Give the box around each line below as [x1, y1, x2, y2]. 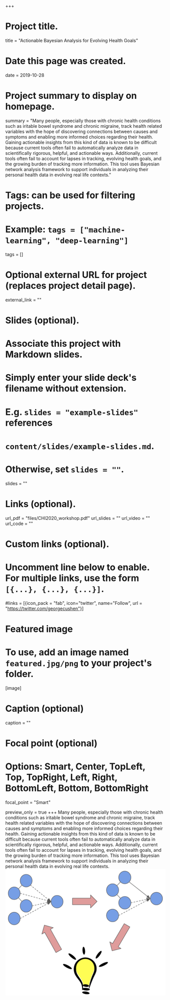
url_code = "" [5, 520, 33, 526]
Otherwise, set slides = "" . [5, 464, 124, 475]
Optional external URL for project [5, 269, 147, 281]
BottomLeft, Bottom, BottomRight [5, 783, 149, 794]
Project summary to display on [5, 90, 137, 102]
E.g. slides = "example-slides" [5, 406, 138, 418]
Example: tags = [5, 224, 75, 235]
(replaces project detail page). [5, 280, 136, 292]
